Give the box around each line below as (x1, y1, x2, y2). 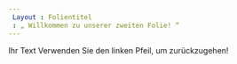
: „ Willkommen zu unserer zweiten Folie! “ (12, 21, 179, 30)
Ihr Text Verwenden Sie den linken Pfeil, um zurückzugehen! (8, 45, 229, 55)
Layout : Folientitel (12, 12, 92, 22)
